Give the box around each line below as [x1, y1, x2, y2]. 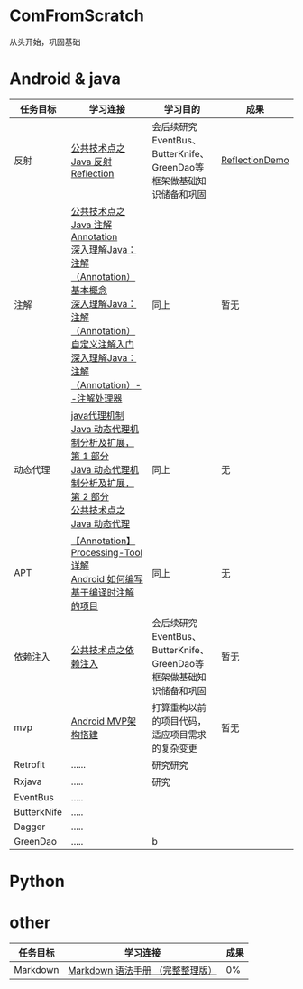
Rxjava [14, 775, 42, 788]
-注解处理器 [70, 392, 123, 404]
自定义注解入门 [70, 337, 135, 350]
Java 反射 [70, 155, 113, 168]
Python [9, 872, 65, 892]
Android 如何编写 [70, 572, 143, 585]
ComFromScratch [9, 5, 144, 26]
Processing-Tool [70, 546, 142, 559]
